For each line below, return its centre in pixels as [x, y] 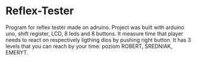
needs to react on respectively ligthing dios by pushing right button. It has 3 [98, 40]
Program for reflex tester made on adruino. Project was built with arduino [95, 27]
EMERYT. [17, 52]
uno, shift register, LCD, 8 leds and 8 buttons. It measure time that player [95, 33]
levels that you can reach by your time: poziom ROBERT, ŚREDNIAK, [89, 46]
